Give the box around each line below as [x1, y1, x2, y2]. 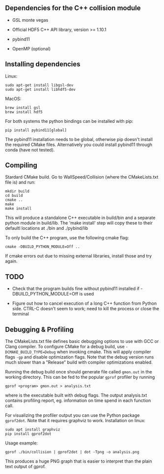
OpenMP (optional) [12, 45, 51, 51]
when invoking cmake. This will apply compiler [56, 349, 151, 355]
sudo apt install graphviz [5, 427, 60, 432]
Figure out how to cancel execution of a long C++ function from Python [12, 300, 157, 306]
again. [5, 258, 18, 264]
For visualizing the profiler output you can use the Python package [5, 412, 140, 418]
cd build [5, 193, 23, 198]
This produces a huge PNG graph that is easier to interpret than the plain [5, 458, 152, 464]
